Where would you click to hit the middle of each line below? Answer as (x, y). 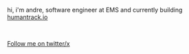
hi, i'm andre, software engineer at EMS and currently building (95, 10)
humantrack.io (27, 17)
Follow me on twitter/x (38, 43)
